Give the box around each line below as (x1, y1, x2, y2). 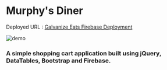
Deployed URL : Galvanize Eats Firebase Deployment (6, 23, 133, 30)
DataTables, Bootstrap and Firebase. (6, 57, 111, 65)
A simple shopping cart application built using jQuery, (6, 49, 162, 57)
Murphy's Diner (6, 4, 83, 17)
